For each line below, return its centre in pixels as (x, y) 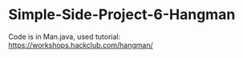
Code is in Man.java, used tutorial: (65, 37)
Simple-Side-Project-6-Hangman (122, 15)
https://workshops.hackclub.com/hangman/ (81, 44)
